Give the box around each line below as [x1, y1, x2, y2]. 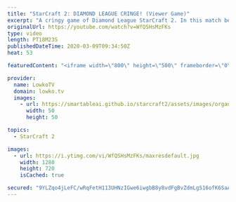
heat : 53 [7, 50, 33, 57]
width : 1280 [20, 159, 55, 166]
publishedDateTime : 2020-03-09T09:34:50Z [7, 43, 131, 50]
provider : [7, 74, 37, 81]
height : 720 [20, 166, 55, 173]
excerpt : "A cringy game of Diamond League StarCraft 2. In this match [7, 17, 221, 24]
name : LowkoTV [13, 81, 55, 88]
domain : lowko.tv [13, 88, 65, 95]
